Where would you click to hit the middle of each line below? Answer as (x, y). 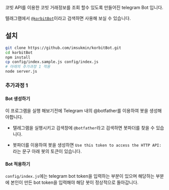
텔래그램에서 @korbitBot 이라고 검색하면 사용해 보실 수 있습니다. (68, 18)
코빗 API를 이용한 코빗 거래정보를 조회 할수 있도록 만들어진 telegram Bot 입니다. (84, 7)
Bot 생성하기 (18, 99)
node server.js (21, 72)
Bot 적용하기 (18, 164)
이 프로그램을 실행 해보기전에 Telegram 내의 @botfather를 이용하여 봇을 (77, 111)
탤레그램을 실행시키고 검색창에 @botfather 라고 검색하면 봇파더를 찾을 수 (83, 128)
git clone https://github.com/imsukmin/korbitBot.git (63, 48)
